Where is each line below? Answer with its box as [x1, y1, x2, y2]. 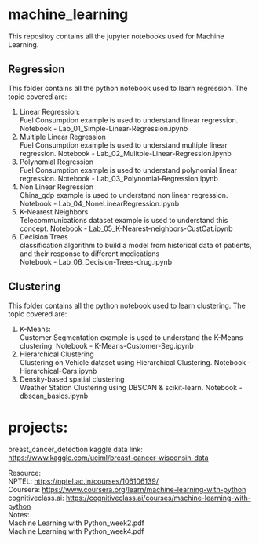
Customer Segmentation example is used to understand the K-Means [19, 332, 243, 342]
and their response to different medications [19, 249, 160, 258]
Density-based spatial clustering [19, 374, 125, 384]
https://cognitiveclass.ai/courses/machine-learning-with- [65, 493, 251, 502]
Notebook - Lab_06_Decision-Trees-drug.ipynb [19, 257, 173, 266]
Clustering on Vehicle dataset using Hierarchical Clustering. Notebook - [19, 357, 251, 367]
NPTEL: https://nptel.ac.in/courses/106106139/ [8, 476, 159, 486]
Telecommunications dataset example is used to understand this [19, 215, 228, 225]
